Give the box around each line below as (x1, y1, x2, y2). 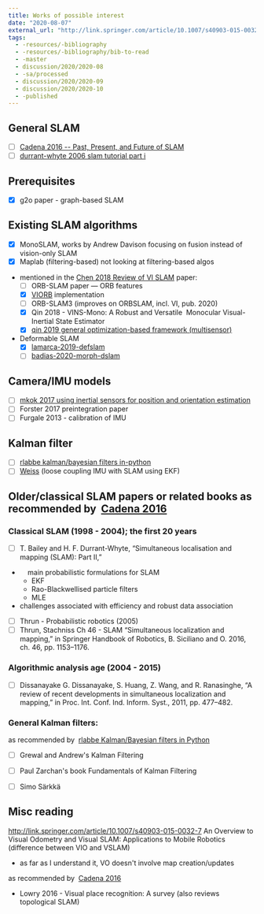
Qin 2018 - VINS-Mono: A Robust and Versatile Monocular (31, 308, 222, 318)
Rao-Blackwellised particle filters (31, 585, 138, 594)
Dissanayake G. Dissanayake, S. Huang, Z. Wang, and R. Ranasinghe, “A (19, 680, 253, 689)
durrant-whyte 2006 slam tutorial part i (19, 151, 146, 161)
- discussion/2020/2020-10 (15, 84, 104, 93)
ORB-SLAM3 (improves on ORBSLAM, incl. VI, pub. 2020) (31, 299, 218, 308)
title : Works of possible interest (8, 11, 125, 20)
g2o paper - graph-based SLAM (19, 195, 124, 205)
